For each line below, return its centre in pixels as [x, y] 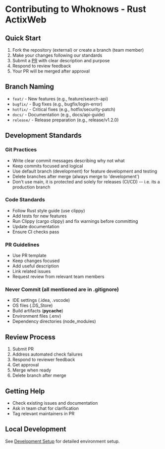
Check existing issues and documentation [55, 403]
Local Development [36, 429]
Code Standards [25, 200]
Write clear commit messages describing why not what [68, 161]
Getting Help [25, 391]
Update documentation [36, 226]
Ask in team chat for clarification [46, 408]
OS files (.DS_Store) [32, 306]
